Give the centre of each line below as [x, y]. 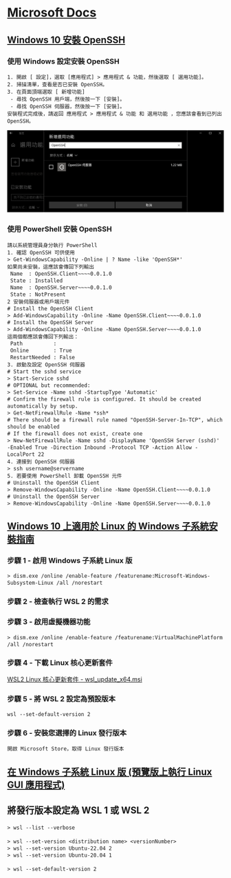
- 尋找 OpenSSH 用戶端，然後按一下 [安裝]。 [67, 99]
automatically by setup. [43, 406]
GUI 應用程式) [36, 785]
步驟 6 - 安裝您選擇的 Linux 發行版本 [67, 733]
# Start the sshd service [44, 371]
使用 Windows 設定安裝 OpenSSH [64, 61]
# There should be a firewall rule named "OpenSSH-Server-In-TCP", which [115, 420]
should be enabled [33, 427]
